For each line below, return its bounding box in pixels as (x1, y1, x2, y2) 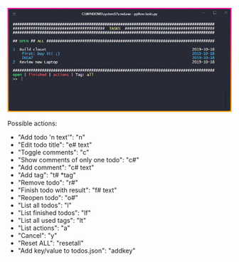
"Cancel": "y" (17, 231, 58, 240)
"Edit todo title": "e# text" (17, 140, 92, 150)
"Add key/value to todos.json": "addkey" (17, 246, 136, 255)
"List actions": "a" (17, 224, 70, 232)
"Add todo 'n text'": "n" (17, 133, 85, 142)
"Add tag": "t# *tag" (17, 171, 77, 179)
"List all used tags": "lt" (17, 216, 87, 225)
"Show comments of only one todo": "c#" (17, 156, 140, 164)
